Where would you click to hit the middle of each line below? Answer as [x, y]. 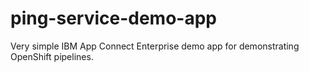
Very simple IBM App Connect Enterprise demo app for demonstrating [155, 46]
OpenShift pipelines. [52, 56]
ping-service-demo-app [113, 18]
